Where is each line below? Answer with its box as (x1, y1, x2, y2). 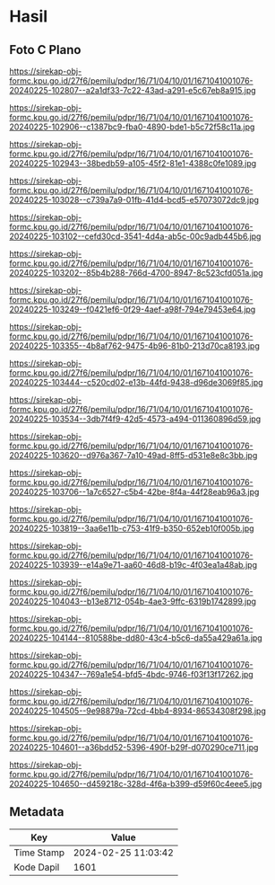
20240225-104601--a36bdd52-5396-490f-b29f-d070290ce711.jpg (9, 742, 259, 752)
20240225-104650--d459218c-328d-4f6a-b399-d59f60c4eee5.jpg (9, 779, 262, 789)
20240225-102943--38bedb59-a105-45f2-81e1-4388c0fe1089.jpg (9, 158, 257, 168)
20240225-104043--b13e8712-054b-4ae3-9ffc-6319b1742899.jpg (9, 596, 257, 606)
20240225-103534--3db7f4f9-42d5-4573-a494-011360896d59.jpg (9, 413, 262, 424)
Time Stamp (13, 846, 65, 859)
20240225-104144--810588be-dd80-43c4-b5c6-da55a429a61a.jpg (9, 633, 262, 643)
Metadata (9, 804, 64, 819)
